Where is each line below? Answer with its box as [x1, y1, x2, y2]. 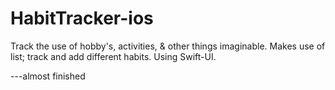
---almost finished [10, 70, 86, 82]
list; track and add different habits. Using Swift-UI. [10, 50, 217, 62]
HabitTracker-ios [10, 7, 154, 30]
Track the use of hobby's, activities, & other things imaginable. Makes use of [10, 40, 326, 52]
